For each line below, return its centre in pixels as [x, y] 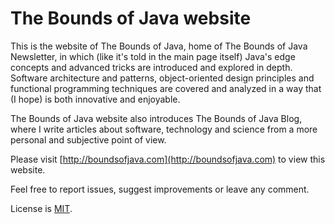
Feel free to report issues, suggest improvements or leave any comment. [160, 189]
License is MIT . [41, 208]
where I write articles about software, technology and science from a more [164, 129]
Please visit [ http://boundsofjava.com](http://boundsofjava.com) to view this [168, 159]
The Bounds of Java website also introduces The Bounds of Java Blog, [156, 118]
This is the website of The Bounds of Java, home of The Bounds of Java [159, 46]
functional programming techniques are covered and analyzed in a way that [166, 88]
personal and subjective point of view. [88, 139]
